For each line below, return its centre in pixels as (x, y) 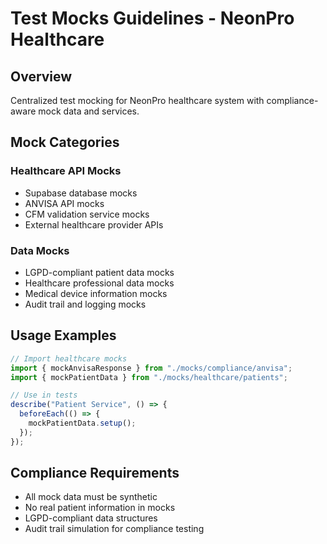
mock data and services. (89, 111)
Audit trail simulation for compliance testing (114, 529)
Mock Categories (65, 142)
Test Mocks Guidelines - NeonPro (152, 18)
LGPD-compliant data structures (91, 518)
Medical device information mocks (96, 293)
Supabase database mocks (81, 193)
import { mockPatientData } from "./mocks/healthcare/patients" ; (149, 377)
